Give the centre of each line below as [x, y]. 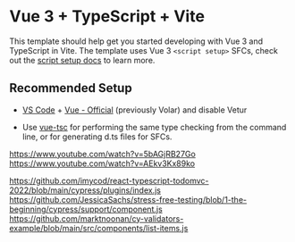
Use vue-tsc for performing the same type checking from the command [154, 127]
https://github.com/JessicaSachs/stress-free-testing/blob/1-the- [128, 199]
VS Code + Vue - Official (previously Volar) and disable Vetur [135, 110]
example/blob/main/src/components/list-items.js [99, 228]
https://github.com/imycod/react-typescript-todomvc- [109, 180]
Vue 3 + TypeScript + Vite [107, 17]
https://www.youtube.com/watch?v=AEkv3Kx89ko [102, 163]
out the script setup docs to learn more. [82, 60]
